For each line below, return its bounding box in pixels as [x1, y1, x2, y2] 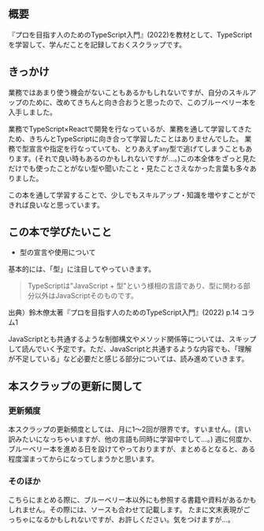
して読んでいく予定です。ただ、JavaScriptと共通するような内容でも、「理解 [8, 344, 252, 353]
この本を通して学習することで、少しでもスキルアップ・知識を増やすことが [8, 190, 250, 200]
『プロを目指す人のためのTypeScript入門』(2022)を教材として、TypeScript [8, 30, 252, 39]
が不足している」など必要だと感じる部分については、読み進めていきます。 [8, 354, 249, 364]
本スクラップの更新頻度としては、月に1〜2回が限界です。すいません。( [8, 424, 238, 434]
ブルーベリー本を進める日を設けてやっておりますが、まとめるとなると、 [8, 444, 242, 454]
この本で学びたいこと [8, 226, 112, 239]
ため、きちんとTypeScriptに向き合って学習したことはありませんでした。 [8, 133, 243, 144]
